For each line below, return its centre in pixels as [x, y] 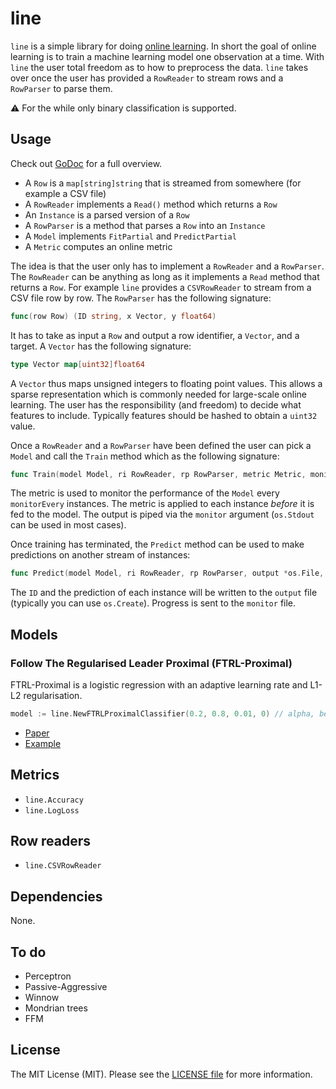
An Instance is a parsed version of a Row [107, 214]
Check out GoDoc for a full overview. [86, 163]
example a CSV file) [65, 193]
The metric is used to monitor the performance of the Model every [145, 493]
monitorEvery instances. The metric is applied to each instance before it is [162, 504]
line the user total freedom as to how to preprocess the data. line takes [159, 67]
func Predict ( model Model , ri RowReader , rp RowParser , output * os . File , [167, 573]
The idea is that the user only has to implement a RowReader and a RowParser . [167, 266]
